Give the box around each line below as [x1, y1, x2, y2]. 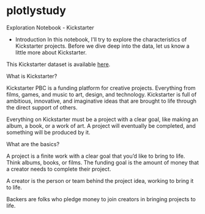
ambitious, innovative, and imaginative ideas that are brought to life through [6, 97, 197, 105]
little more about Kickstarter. [15, 48, 87, 56]
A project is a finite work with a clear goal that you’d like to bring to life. [6, 152, 185, 160]
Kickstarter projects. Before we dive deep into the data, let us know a [15, 42, 190, 50]
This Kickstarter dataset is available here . [6, 61, 111, 68]
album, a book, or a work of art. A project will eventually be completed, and [6, 122, 196, 129]
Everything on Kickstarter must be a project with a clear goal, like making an [6, 116, 199, 123]
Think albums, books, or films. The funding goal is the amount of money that [6, 158, 199, 166]
